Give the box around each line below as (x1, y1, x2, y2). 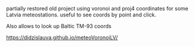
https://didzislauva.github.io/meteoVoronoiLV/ (6, 34, 118, 41)
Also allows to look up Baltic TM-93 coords (6, 23, 112, 29)
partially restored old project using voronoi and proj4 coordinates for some (6, 5, 189, 12)
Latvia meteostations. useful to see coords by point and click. (6, 11, 157, 18)
